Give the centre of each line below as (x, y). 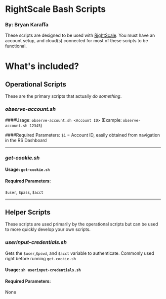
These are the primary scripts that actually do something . (63, 96)
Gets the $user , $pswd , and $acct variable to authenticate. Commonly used (80, 253)
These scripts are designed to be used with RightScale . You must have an (80, 35)
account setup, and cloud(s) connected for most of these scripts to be (77, 41)
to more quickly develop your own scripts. (48, 229)
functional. (16, 46)
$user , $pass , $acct (24, 192)
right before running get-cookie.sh (41, 258)
